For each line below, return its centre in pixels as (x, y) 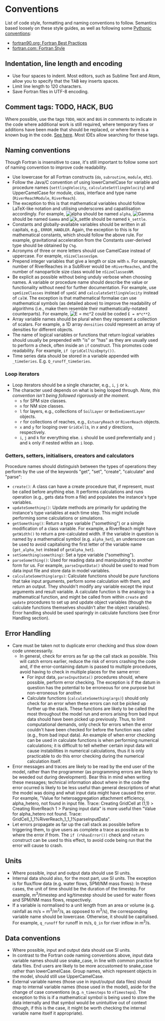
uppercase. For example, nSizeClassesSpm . (55, 256)
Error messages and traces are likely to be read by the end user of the (83, 766)
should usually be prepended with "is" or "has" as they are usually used (85, 340)
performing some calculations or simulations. (58, 518)
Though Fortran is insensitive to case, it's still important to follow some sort (81, 162)
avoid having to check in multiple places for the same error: (80, 671)
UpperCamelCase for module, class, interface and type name (74, 193)
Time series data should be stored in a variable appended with (76, 356)
